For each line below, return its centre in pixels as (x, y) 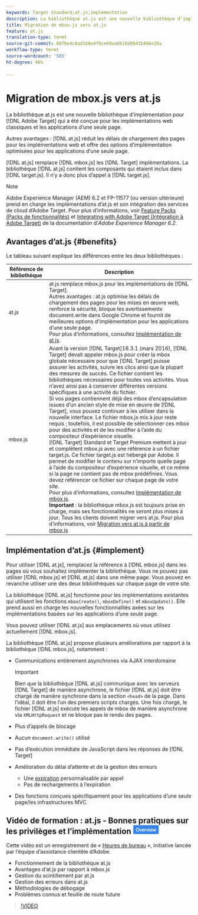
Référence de (27, 269)
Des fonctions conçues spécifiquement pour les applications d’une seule (103, 796)
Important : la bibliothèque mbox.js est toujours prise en (117, 505)
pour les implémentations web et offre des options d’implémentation (89, 145)
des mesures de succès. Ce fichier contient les (106, 373)
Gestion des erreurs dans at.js (51, 882)
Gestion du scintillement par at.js (55, 875)
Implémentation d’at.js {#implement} (75, 551)
